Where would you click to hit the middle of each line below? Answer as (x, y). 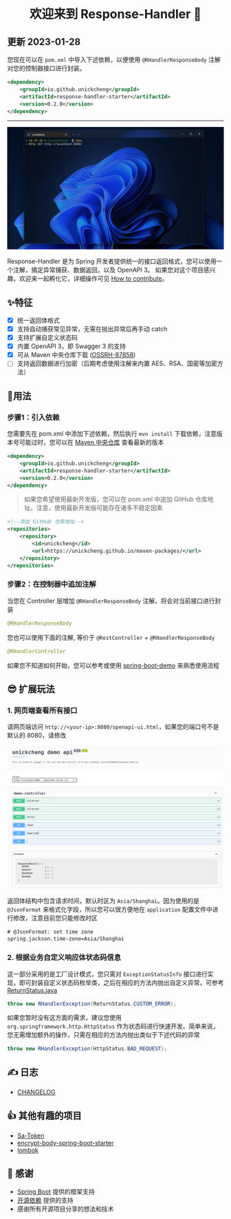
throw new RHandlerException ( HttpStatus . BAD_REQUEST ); (87, 1049)
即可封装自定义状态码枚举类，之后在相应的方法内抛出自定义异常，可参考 (121, 983)
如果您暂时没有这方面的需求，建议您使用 (64, 1018)
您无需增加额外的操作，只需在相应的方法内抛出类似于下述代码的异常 (103, 1035)
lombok (28, 1150)
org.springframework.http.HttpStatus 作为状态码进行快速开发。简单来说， (113, 1026)
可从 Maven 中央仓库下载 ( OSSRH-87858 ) (76, 355)
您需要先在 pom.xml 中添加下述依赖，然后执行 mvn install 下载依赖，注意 (112, 434)
